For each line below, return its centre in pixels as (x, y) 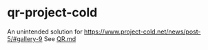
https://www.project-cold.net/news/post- (142, 32)
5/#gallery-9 (25, 38)
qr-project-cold (52, 13)
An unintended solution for (45, 32)
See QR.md (60, 38)
